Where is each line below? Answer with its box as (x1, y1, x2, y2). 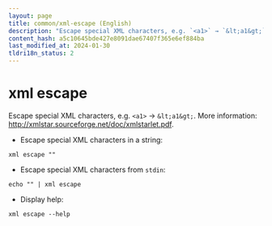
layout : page (8, 11, 53, 20)
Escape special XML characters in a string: (19, 135, 164, 144)
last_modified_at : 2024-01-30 (8, 42, 111, 50)
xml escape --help (8, 210, 70, 218)
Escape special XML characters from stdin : (19, 165, 166, 174)
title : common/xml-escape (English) (8, 19, 132, 27)
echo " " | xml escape (8, 180, 82, 188)
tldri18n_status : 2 (8, 49, 74, 57)
